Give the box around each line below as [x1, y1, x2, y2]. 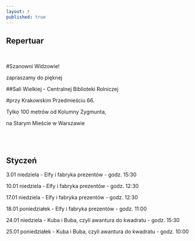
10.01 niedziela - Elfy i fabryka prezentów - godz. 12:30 [6, 183, 139, 190]
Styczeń [6, 155, 37, 165]
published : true [6, 14, 46, 20]
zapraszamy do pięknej [6, 74, 63, 81]
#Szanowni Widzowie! [6, 63, 60, 70]
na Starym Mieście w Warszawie [6, 120, 85, 127]
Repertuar [6, 36, 44, 46]
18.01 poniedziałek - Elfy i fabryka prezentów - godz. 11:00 [6, 205, 147, 212]
